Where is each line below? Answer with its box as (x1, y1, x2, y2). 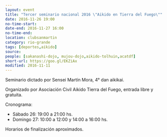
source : (5, 49, 22, 54)
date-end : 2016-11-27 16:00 (5, 26, 64, 31)
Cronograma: (5, 101, 33, 107)
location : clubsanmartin (5, 35, 57, 40)
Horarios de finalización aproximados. (5, 126, 84, 132)
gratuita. (5, 92, 23, 98)
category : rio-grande (5, 40, 51, 45)
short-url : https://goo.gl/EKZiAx (5, 58, 78, 63)
